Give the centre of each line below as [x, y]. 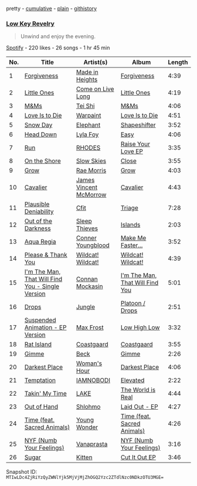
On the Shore [43, 161]
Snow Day [38, 125]
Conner [86, 238]
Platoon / [133, 303]
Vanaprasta [92, 444]
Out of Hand [41, 407]
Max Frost [90, 328]
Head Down [41, 134]
